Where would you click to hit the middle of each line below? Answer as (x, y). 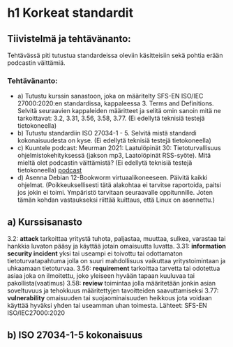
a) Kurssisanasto (45, 222)
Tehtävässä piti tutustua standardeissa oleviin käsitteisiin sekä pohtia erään (115, 55)
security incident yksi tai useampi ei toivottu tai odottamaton (95, 253)
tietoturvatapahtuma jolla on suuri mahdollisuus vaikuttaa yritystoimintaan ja (116, 261)
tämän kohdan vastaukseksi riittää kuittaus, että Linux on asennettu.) (116, 200)
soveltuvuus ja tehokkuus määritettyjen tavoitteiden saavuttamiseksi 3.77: (113, 290)
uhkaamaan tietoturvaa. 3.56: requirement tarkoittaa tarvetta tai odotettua (114, 268)
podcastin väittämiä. (36, 63)
